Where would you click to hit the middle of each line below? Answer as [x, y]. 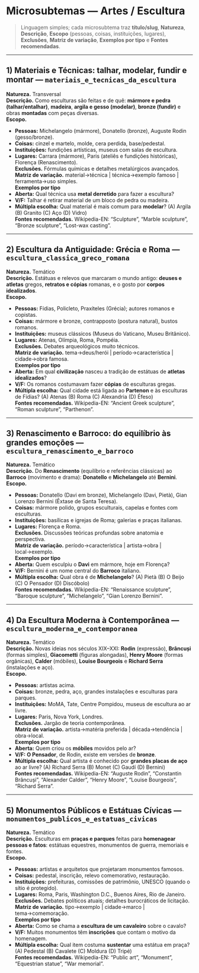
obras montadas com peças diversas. [52, 113]
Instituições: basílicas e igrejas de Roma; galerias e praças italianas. [98, 520]
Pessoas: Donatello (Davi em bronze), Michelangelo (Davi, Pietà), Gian [101, 495]
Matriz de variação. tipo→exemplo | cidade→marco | [80, 907]
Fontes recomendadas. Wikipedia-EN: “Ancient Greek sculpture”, [94, 403]
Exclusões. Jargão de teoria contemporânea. [70, 723]
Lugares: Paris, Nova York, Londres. [59, 717]
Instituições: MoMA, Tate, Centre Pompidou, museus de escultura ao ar [103, 704]
